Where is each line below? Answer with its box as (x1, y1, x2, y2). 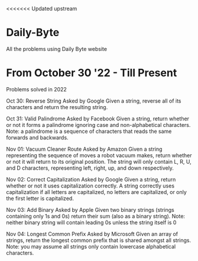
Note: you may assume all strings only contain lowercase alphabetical (6, 243, 176, 250)
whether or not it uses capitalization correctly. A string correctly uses (6, 182, 175, 189)
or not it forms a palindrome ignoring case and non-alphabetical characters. (6, 121, 191, 128)
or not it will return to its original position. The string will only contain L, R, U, (6, 158, 192, 165)
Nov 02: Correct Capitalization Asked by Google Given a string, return (6, 176, 176, 183)
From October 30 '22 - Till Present (6, 66, 177, 79)
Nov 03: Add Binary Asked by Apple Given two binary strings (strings (6, 206, 174, 213)
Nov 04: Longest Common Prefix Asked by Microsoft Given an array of (6, 230, 178, 237)
